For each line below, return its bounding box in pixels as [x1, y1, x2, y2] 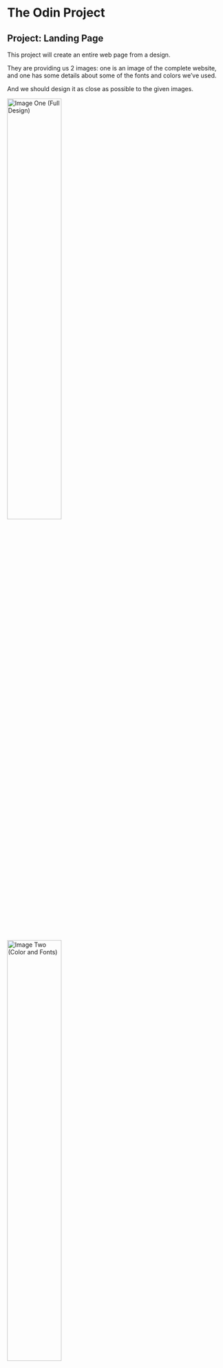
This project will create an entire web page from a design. [7, 50, 171, 59]
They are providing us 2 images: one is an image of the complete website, [7, 64, 217, 72]
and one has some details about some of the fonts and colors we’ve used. [7, 71, 217, 79]
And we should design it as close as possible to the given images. [7, 85, 194, 93]
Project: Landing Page [7, 32, 104, 44]
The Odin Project [7, 5, 105, 21]
